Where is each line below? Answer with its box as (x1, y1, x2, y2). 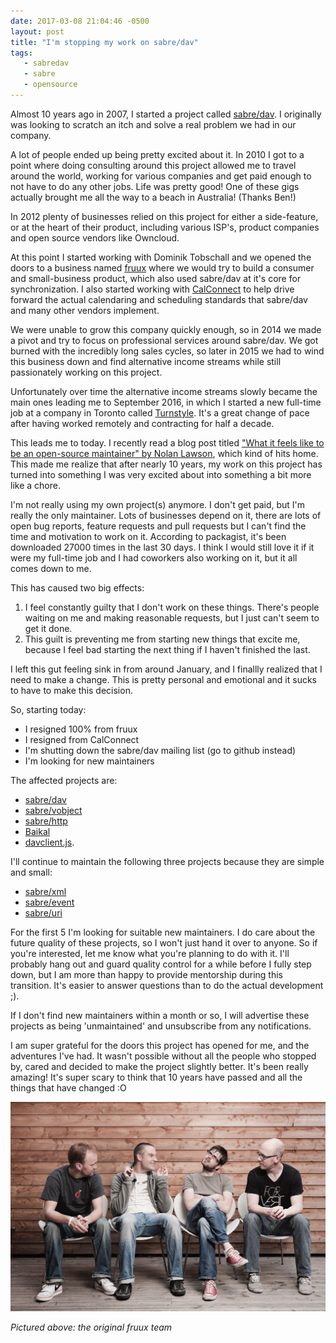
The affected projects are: (10, 774, 118, 786)
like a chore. (10, 479, 61, 491)
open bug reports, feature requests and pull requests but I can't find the (10, 520, 307, 532)
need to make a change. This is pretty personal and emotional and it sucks (10, 673, 317, 685)
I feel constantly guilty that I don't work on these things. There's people (24, 601, 320, 613)
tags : (10, 48, 33, 58)
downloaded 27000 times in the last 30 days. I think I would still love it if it (10, 541, 315, 553)
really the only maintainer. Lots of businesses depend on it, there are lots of (10, 509, 322, 521)
